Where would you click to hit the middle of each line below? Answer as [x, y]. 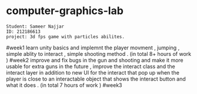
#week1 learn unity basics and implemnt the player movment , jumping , [93, 48]
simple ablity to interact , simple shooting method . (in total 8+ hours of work [99, 53]
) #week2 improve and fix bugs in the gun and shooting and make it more [95, 60]
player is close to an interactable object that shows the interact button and [96, 79]
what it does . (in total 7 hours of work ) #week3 [64, 85]
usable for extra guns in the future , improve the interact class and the [91, 66]
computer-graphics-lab [65, 11]
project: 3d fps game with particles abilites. [66, 36]
